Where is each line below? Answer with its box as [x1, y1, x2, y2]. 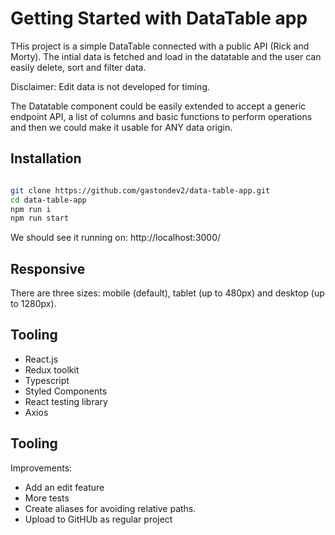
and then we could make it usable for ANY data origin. [10, 121, 233, 133]
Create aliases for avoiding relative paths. [24, 502, 197, 514]
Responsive [10, 260, 86, 277]
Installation [10, 150, 82, 167]
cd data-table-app [10, 195, 87, 205]
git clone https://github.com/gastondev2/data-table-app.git [10, 185, 271, 196]
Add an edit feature [24, 481, 105, 493]
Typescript [24, 374, 70, 386]
